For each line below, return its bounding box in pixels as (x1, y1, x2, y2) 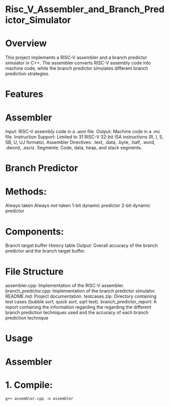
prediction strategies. (5, 71, 50, 77)
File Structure (5, 266, 64, 277)
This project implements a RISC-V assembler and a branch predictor (5, 54, 148, 60)
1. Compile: (5, 379, 53, 391)
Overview (5, 38, 47, 49)
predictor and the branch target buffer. (5, 248, 86, 254)
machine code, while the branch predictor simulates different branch (5, 65, 148, 72)
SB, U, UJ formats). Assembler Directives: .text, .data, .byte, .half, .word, (5, 139, 155, 145)
